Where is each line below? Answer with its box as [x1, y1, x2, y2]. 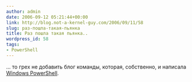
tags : [6, 42, 19, 48]
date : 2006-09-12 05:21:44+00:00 [6, 14, 88, 20]
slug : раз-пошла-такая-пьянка [6, 25, 81, 31]
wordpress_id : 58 [6, 36, 49, 42]
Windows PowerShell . [6, 69, 59, 77]
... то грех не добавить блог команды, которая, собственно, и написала [6, 63, 187, 70]
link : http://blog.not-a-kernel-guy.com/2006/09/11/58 [6, 19, 144, 25]
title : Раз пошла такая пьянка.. [6, 31, 88, 37]
